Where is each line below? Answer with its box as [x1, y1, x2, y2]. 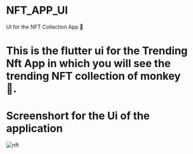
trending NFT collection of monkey [6, 70, 181, 83]
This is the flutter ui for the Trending [6, 44, 188, 58]
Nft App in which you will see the [6, 57, 171, 70]
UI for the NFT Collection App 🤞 [6, 23, 84, 30]
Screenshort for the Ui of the [6, 109, 150, 122]
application [6, 122, 64, 136]
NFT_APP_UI [6, 4, 68, 17]
